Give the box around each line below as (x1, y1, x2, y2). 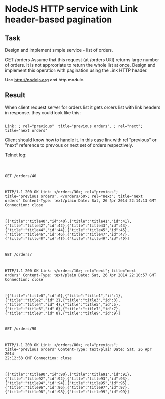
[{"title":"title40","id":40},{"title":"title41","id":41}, (5, 219, 132, 224)
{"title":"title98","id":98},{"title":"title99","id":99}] (5, 389, 130, 394)
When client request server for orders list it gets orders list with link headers (5, 104, 161, 110)
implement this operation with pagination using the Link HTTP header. (5, 67, 148, 73)
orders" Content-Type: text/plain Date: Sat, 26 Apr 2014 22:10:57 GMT (5, 272, 156, 278)
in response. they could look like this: (5, 109, 81, 115)
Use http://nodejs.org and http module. (5, 77, 85, 82)
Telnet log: (5, 152, 27, 158)
